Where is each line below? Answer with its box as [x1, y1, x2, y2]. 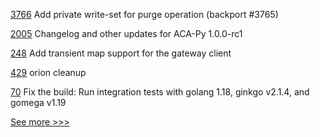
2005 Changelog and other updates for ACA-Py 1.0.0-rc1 [10, 28, 243, 39]
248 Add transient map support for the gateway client [10, 47, 232, 59]
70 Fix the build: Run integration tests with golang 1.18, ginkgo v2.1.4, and [10, 86, 310, 98]
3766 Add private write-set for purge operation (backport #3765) [10, 9, 279, 20]
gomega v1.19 [10, 97, 67, 108]
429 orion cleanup [10, 67, 87, 78]
